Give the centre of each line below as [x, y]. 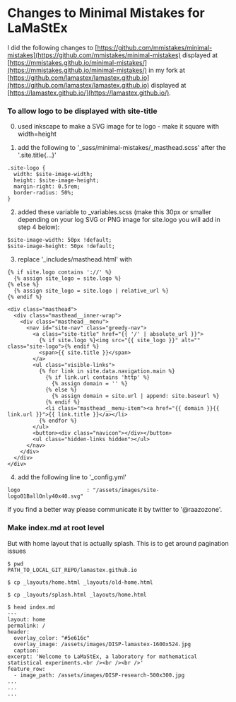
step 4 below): [39, 227]
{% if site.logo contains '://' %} [60, 273]
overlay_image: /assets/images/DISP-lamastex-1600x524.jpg [102, 644]
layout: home [26, 619]
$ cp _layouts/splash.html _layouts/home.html [77, 595]
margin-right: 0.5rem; [47, 187]
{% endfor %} [58, 421]
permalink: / [26, 626]
